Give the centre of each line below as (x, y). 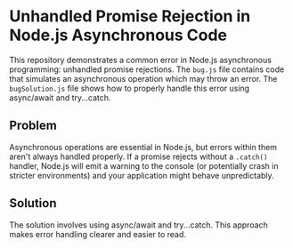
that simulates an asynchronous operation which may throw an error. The (143, 78)
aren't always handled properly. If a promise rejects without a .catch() (138, 156)
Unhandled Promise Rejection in (130, 16)
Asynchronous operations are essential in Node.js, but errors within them (143, 147)
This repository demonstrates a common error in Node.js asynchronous (140, 60)
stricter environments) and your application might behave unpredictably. (142, 175)
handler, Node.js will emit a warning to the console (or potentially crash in (144, 165)
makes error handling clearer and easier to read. (98, 234)
